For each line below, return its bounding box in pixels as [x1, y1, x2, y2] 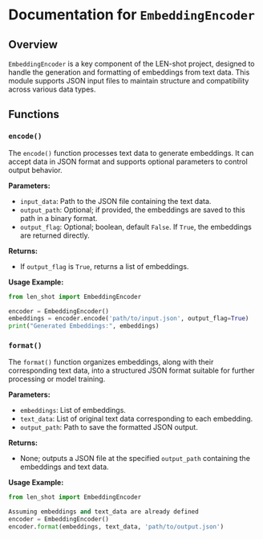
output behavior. [8, 165, 63, 174]
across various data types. [8, 84, 96, 94]
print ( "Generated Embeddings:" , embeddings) [8, 322, 160, 330]
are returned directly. [19, 231, 90, 240]
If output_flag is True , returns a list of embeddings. [19, 261, 189, 271]
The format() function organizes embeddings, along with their [8, 357, 214, 367]
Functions [8, 108, 60, 121]
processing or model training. [8, 374, 106, 384]
